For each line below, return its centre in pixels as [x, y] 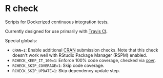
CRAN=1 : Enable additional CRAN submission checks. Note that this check [85, 50]
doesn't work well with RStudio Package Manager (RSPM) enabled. [80, 55]
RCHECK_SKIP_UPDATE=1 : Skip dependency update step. [66, 70]
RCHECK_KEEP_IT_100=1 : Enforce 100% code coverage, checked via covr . [84, 60]
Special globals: [21, 40]
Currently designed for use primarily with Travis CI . [56, 31]
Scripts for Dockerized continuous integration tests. [57, 22]
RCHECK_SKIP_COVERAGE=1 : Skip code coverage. [58, 65]
